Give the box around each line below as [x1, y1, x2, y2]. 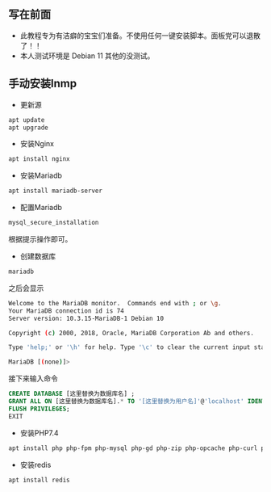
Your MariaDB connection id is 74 [8, 306, 125, 315]
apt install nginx [8, 155, 70, 163]
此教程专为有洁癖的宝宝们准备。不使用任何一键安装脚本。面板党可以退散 [19, 31, 261, 40]
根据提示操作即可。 [8, 234, 73, 244]
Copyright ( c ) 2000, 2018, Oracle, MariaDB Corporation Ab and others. [8, 329, 254, 337]
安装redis [19, 460, 52, 469]
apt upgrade [8, 124, 48, 132]
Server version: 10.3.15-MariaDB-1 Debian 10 [8, 314, 164, 322]
